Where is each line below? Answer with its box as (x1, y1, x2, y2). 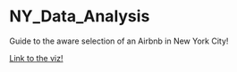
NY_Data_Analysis (9, 6, 150, 27)
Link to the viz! (9, 52, 63, 63)
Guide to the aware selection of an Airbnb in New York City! (9, 36, 229, 46)
